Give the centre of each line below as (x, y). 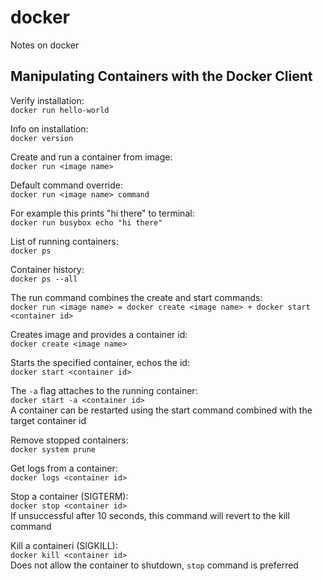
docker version (42, 138)
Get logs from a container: (64, 468)
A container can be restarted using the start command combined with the (161, 410)
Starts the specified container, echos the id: (100, 362)
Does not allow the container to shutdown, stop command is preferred (154, 565)
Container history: (47, 269)
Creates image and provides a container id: (99, 334)
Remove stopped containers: (69, 440)
